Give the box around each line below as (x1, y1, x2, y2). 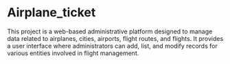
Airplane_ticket (7, 5, 96, 20)
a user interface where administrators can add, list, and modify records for (7, 42, 218, 50)
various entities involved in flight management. (7, 49, 139, 57)
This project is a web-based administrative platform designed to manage (7, 27, 213, 35)
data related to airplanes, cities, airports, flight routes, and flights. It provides (7, 34, 224, 42)
